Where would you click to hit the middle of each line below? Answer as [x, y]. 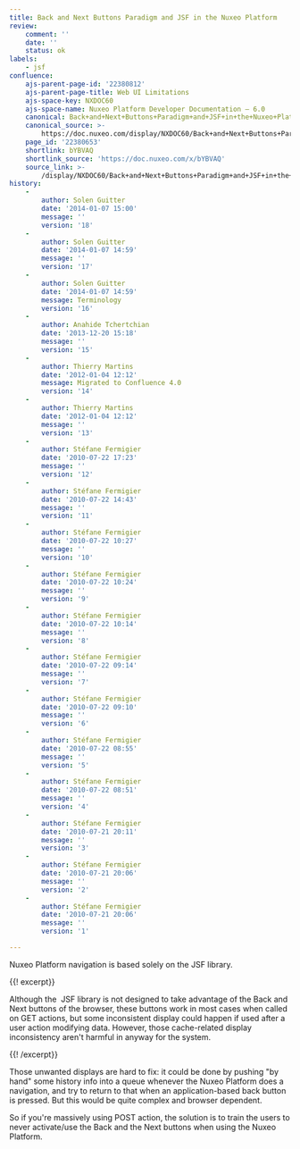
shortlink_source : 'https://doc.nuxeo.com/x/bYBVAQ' [125, 159]
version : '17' [67, 267]
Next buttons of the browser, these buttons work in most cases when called [149, 1008]
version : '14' [67, 391]
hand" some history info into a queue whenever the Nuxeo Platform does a [146, 1081]
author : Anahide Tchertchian [96, 325]
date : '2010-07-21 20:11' [90, 832]
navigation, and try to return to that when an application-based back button [148, 1090]
